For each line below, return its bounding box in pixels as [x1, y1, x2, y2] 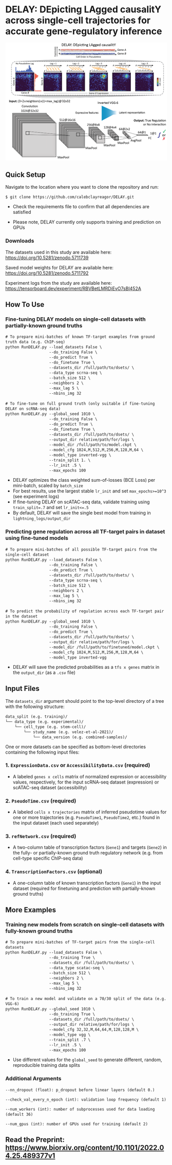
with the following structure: [5, 703, 65, 709]
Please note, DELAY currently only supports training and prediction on [12, 219, 161, 225]
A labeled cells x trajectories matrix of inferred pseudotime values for [12, 809, 167, 815]
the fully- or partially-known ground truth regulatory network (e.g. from [12, 850, 163, 856]
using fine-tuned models [5, 535, 68, 542]
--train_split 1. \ [49, 458, 91, 463]
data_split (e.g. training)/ [5, 714, 68, 719]
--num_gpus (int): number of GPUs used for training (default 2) [5, 1121, 148, 1126]
